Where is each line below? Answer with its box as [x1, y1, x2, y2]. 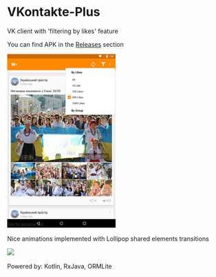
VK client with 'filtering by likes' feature [7, 27, 118, 35]
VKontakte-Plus [7, 4, 101, 20]
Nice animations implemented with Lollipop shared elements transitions [7, 234, 210, 243]
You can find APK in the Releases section [7, 40, 124, 48]
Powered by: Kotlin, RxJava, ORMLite [7, 262, 112, 270]
